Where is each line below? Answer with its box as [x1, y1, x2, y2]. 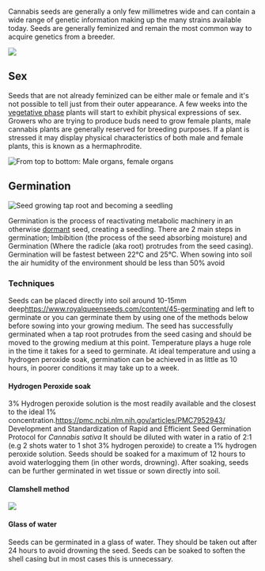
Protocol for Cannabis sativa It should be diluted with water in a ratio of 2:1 [8, 432, 252, 442]
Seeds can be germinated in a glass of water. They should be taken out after [8, 537, 257, 546]
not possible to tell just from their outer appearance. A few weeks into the [8, 99, 248, 108]
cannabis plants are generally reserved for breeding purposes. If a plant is [8, 124, 250, 134]
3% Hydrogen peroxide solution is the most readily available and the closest [8, 399, 256, 409]
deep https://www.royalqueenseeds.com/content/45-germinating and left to [8, 304, 255, 314]
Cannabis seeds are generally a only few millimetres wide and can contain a [8, 7, 256, 16]
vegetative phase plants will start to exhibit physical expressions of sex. [8, 107, 242, 117]
